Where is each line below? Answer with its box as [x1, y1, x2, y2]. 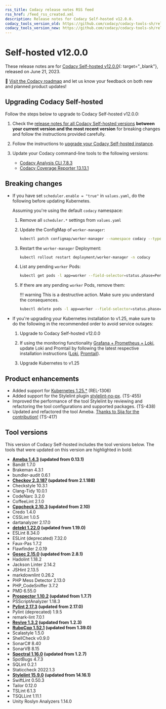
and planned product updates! [5, 84, 67, 90]
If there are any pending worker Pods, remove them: [19, 282, 125, 288]
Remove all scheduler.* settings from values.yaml [19, 217, 122, 223]
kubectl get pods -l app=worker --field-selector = [19, 273, 126, 278]
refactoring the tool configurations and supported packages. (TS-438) [12, 404, 156, 409]
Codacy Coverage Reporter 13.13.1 [19, 165, 89, 171]
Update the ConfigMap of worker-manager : [19, 226, 105, 233]
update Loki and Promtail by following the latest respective [19, 345, 139, 352]
